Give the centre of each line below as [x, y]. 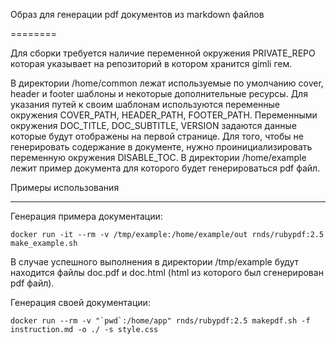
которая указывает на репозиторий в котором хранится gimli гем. [151, 63]
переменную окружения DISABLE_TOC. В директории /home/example [158, 157]
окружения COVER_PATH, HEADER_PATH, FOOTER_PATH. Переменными [164, 115]
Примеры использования [65, 187]
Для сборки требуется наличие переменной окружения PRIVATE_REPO [163, 53]
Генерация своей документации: [80, 302]
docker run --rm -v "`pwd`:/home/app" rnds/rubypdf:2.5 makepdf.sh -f [160, 321]
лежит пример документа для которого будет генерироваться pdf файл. [165, 168]
